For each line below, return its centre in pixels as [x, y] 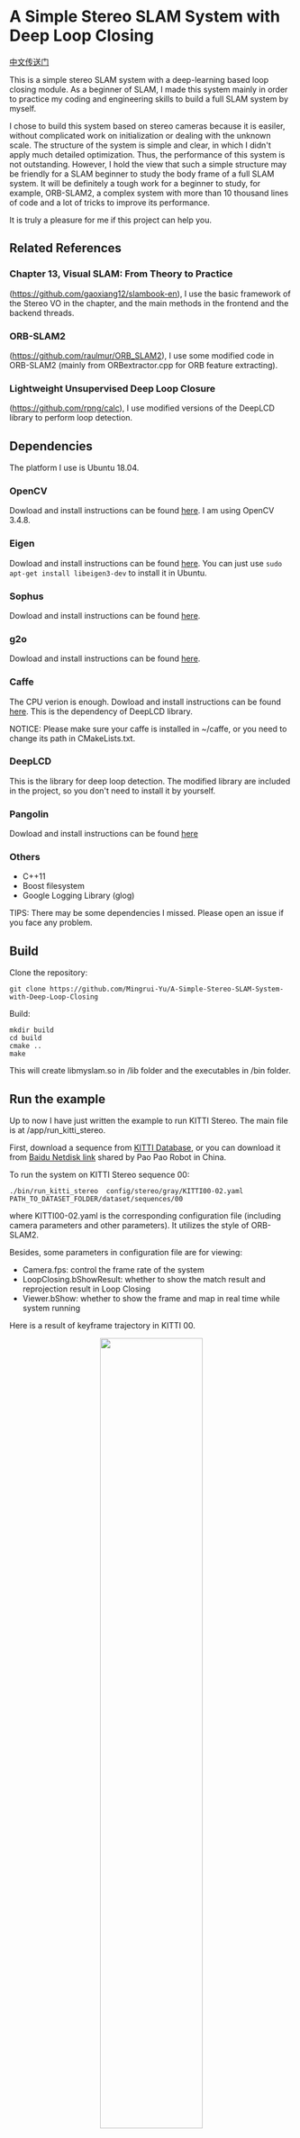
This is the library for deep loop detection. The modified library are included [150, 781]
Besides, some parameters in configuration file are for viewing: [126, 1253]
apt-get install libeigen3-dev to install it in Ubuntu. [108, 573]
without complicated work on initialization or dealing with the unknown [141, 135]
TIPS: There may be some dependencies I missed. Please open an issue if [146, 913]
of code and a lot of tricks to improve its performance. [109, 202]
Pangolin [29, 814]
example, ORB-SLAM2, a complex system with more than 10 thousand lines [149, 193]
